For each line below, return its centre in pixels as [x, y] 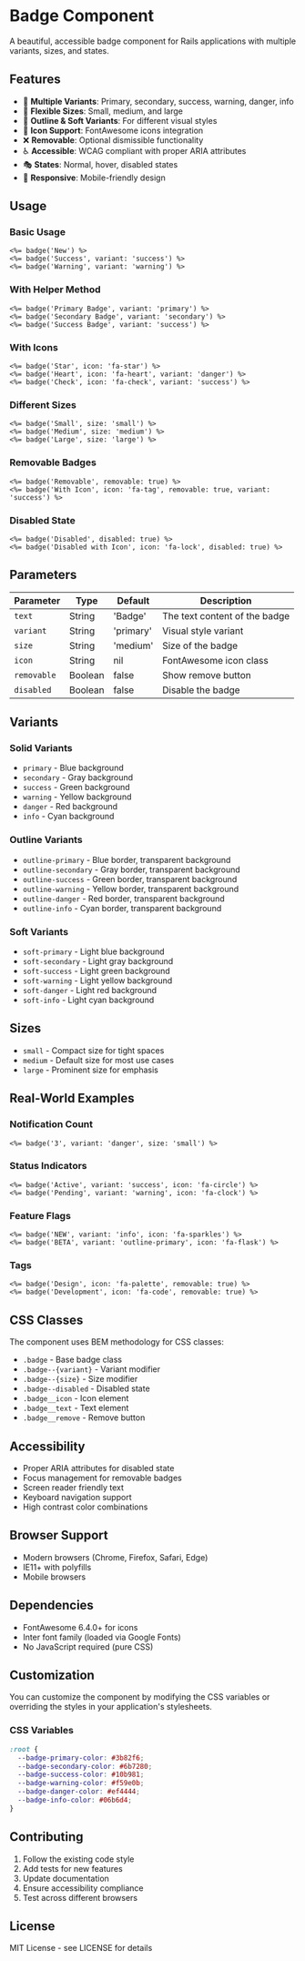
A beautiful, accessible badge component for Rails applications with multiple [153, 41]
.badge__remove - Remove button [84, 1417]
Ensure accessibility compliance [83, 1888]
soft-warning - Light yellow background [97, 980]
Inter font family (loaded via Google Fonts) [102, 1637]
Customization [52, 1676]
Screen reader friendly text [73, 1488]
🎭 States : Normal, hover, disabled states [100, 164]
